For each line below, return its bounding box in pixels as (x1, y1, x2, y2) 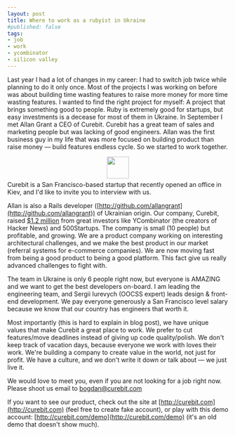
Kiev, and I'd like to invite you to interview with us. (7, 188, 152, 196)
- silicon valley (7, 56, 58, 63)
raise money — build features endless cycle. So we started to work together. (7, 142, 228, 151)
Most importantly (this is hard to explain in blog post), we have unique (7, 318, 209, 327)
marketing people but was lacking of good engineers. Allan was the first (7, 127, 215, 136)
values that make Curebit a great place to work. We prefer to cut (7, 325, 193, 334)
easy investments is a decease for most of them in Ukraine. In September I (7, 112, 223, 121)
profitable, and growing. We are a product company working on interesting (7, 231, 223, 240)
